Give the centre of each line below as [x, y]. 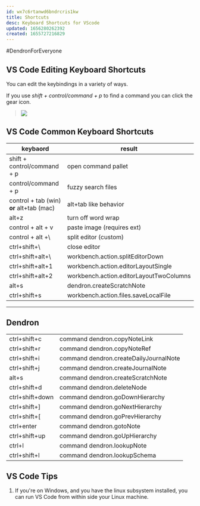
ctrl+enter [23, 426]
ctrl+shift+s [25, 295]
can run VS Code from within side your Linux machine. [82, 497]
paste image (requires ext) [104, 227]
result [129, 149]
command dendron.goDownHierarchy [112, 397]
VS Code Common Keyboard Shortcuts [80, 132]
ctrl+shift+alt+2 [31, 276]
